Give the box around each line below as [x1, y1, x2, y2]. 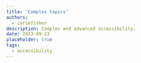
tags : [6, 43, 20, 49]
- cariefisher [11, 20, 47, 26]
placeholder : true [6, 37, 52, 43]
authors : [6, 14, 28, 20]
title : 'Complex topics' [6, 8, 69, 15]
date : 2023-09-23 [6, 31, 50, 37]
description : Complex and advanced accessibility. [6, 25, 136, 32]
